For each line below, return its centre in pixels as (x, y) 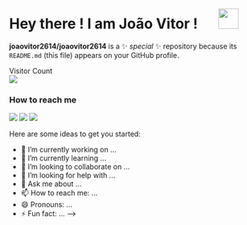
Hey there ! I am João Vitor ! (104, 24)
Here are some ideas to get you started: (75, 134)
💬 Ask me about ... (51, 184)
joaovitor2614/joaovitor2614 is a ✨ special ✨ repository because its (123, 46)
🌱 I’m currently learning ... (64, 158)
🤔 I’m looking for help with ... (68, 175)
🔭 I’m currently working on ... (68, 150)
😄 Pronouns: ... (47, 205)
